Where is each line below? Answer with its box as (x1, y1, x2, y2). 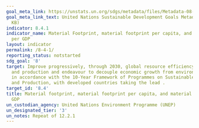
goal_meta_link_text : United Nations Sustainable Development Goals (6, 14, 179, 20)
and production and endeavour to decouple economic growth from (11, 69, 174, 75)
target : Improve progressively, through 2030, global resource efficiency (6, 63, 195, 70)
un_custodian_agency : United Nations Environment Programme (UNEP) (6, 101, 176, 108)
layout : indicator (6, 42, 52, 48)
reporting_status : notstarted (6, 52, 81, 58)
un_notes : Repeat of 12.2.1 (6, 113, 76, 119)
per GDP (11, 36, 31, 42)
